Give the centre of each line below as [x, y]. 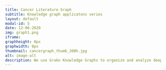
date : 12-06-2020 [23, 28]
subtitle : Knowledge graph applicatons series [54, 14]
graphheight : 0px [23, 42]
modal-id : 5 [17, 23]
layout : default [22, 19]
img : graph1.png [22, 33]
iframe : [13, 37]
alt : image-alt [21, 55]
